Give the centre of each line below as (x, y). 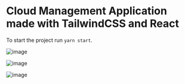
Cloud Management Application (87, 11)
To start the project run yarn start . (49, 40)
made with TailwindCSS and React (93, 24)
